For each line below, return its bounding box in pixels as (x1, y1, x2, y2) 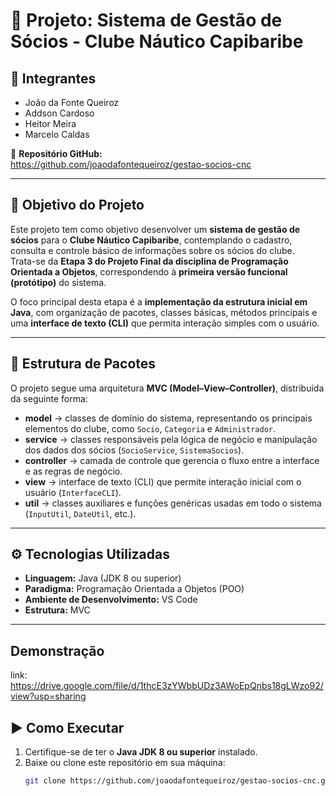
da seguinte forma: (10, 392, 88, 404)
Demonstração (10, 642, 105, 659)
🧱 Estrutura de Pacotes (10, 355, 157, 373)
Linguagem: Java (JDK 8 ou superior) (24, 572, 182, 584)
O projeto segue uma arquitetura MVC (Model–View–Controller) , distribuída (10, 382, 325, 394)
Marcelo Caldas (24, 129, 90, 140)
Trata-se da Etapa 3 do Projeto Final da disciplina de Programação (10, 255, 289, 267)
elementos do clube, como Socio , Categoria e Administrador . (24, 422, 277, 434)
